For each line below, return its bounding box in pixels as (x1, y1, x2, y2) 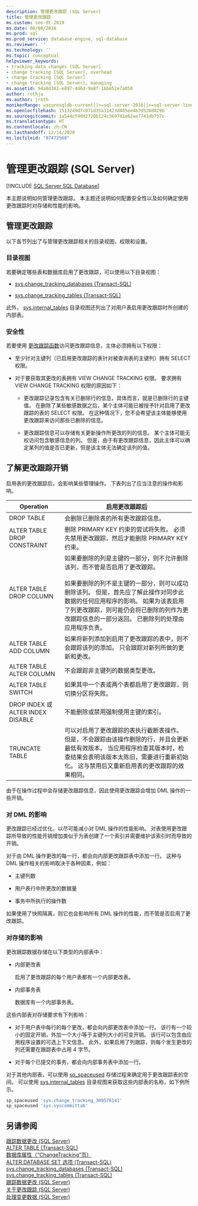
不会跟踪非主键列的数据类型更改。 (64, 666, 159, 675)
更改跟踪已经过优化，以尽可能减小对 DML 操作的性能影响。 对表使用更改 (6, 825, 182, 832)
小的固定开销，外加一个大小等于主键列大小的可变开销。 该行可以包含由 (14, 1031, 187, 1038)
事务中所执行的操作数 (14, 897, 67, 904)
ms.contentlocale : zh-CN (6, 124, 67, 130)
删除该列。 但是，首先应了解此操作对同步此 (64, 588, 184, 596)
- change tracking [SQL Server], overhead (6, 69, 112, 75)
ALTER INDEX (9, 708, 47, 716)
